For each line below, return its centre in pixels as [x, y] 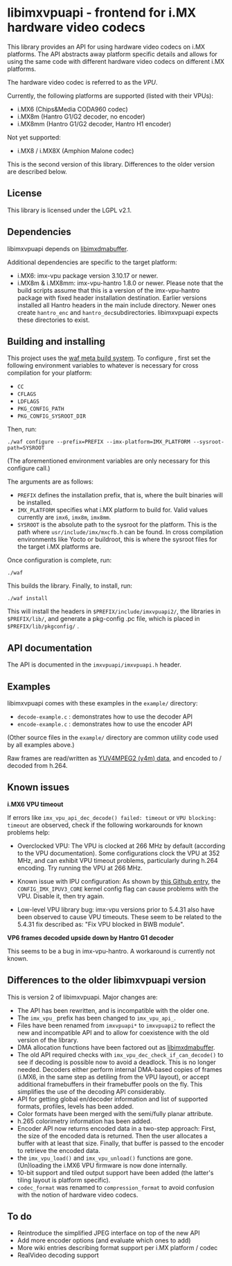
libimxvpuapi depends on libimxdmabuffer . [68, 248]
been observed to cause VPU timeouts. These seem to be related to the [119, 916]
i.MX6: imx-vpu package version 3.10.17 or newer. [88, 275]
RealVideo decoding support [58, 1255]
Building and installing [56, 341]
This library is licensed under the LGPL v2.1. [69, 210]
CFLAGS [27, 394]
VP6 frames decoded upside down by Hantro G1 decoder [91, 937]
